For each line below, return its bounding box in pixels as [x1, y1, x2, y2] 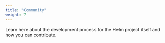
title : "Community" [5, 7, 47, 13]
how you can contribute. [5, 32, 57, 38]
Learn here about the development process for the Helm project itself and [5, 26, 160, 32]
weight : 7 [5, 12, 27, 17]
